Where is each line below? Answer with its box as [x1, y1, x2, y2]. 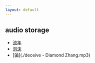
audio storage [5, 26, 49, 34]
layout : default [5, 7, 39, 12]
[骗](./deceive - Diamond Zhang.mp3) [12, 52, 90, 58]
